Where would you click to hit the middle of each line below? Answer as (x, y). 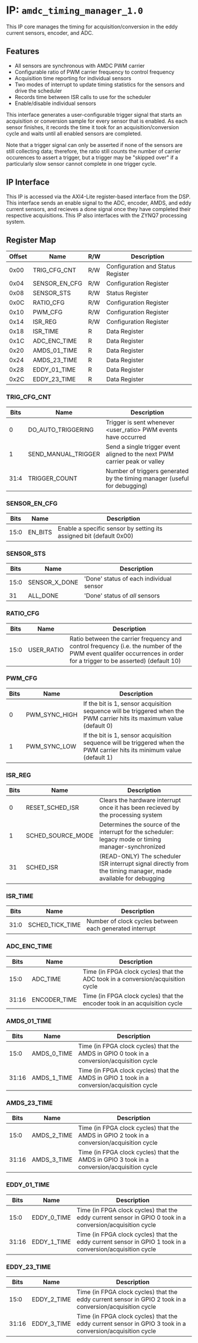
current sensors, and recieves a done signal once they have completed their (98, 209)
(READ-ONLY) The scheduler (140, 856)
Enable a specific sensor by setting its (110, 528)
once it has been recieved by (139, 807)
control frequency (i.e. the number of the (126, 646)
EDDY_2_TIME (51, 1299)
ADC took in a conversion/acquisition (134, 978)
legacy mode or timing (130, 839)
